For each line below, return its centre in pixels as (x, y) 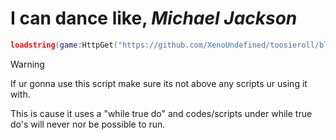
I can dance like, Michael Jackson (154, 18)
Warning (27, 64)
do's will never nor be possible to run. (88, 124)
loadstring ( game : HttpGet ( (64, 45)
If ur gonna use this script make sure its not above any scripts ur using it (159, 83)
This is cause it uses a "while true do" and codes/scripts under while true (161, 113)
